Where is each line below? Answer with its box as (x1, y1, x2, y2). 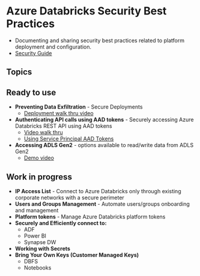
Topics (6, 67, 32, 77)
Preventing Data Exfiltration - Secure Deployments (14, 103, 143, 110)
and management (14, 206, 59, 214)
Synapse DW (23, 238, 56, 245)
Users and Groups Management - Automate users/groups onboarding (14, 200, 190, 208)
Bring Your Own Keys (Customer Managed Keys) (14, 251, 139, 259)
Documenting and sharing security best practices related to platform (14, 37, 185, 44)
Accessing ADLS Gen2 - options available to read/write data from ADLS (14, 142, 194, 149)
